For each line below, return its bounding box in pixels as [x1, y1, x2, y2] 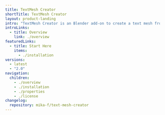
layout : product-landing [5, 16, 56, 21]
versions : [5, 57, 26, 62]
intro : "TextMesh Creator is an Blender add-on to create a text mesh [5, 21, 153, 26]
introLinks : [5, 25, 29, 30]
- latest [9, 62, 27, 67]
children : [9, 75, 29, 80]
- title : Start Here [9, 44, 52, 48]
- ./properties [14, 89, 45, 94]
